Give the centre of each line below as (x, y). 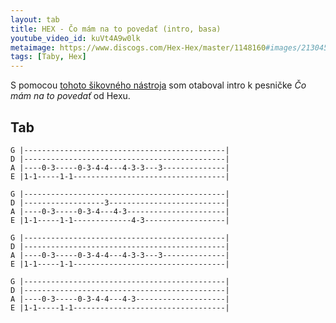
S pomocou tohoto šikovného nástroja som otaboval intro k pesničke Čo (158, 85)
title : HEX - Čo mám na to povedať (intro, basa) (116, 29)
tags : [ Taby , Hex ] (48, 57)
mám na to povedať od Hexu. (70, 96)
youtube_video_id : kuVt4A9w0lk (75, 38)
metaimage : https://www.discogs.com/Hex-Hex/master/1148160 (138, 47)
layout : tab (35, 19)
